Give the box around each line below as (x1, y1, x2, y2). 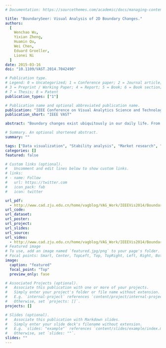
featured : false (5, 153, 39, 158)
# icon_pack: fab (5, 184, 45, 189)
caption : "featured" (9, 262, 52, 267)
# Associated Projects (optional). (5, 280, 79, 286)
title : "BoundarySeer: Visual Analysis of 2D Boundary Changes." (5, 16, 142, 21)
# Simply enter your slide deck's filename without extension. (5, 322, 142, 327)
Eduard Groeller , (14, 48, 50, 53)
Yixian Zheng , (14, 35, 43, 40)
